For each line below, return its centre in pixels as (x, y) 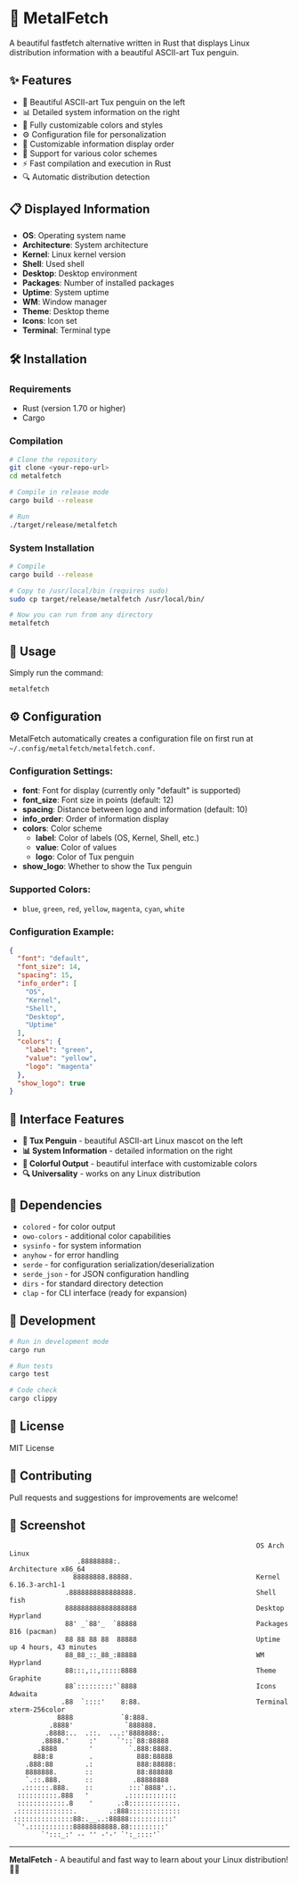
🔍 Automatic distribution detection (86, 177)
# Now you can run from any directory (81, 615)
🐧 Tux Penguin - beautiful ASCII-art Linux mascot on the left (132, 1141)
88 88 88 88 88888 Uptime (173, 1640)
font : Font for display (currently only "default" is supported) (131, 791)
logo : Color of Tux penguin (85, 857)
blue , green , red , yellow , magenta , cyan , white (103, 908)
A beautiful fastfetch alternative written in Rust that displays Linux (130, 43)
